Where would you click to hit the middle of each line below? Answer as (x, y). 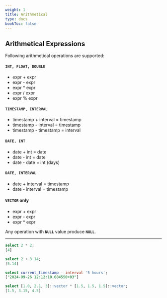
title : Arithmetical (27, 14)
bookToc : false (21, 24)
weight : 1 (15, 10)
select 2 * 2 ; (20, 246)
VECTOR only (17, 200)
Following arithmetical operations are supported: (55, 56)
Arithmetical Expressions (45, 43)
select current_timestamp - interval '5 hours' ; (56, 273)
